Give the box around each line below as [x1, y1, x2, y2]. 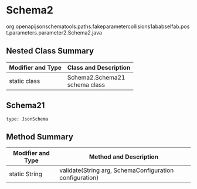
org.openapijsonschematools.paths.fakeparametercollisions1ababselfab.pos [6, 23, 190, 30]
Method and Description [89, 153, 159, 161]
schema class [67, 80, 106, 88]
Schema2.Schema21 [67, 73, 125, 81]
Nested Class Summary [6, 46, 94, 56]
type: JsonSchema [6, 116, 49, 122]
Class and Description [67, 63, 131, 71]
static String [9, 170, 43, 178]
